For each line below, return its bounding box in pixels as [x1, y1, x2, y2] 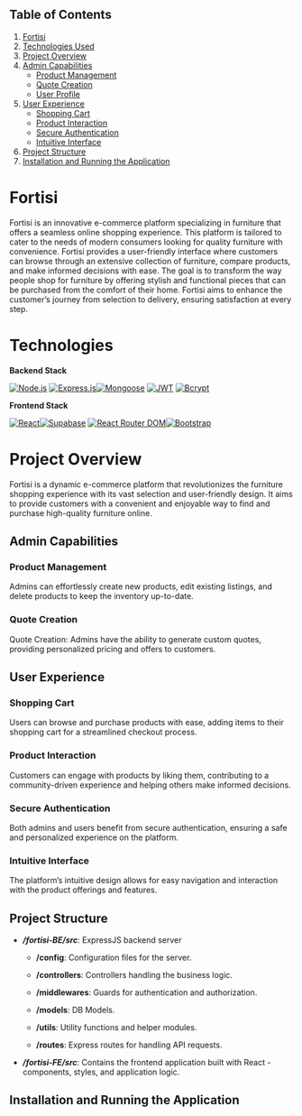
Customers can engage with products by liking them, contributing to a [9, 770, 270, 780]
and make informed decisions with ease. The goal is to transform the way [9, 265, 282, 276]
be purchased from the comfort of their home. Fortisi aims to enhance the [9, 284, 283, 295]
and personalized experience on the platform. [9, 832, 178, 843]
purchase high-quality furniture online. [9, 507, 153, 518]
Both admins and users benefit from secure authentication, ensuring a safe [9, 822, 288, 833]
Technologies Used [22, 41, 95, 51]
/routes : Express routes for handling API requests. [35, 1039, 223, 1050]
